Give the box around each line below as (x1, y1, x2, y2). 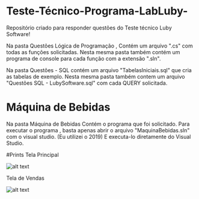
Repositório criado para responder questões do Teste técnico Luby (6, 24, 173, 31)
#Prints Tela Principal (6, 151, 59, 158)
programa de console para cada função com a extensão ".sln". (6, 55, 161, 62)
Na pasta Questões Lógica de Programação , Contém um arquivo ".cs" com (6, 42, 194, 49)
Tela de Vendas (6, 174, 45, 182)
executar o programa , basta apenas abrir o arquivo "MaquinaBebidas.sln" (6, 126, 190, 133)
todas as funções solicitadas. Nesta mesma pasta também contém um (6, 48, 180, 55)
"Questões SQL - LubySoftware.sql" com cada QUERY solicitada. (6, 79, 168, 87)
